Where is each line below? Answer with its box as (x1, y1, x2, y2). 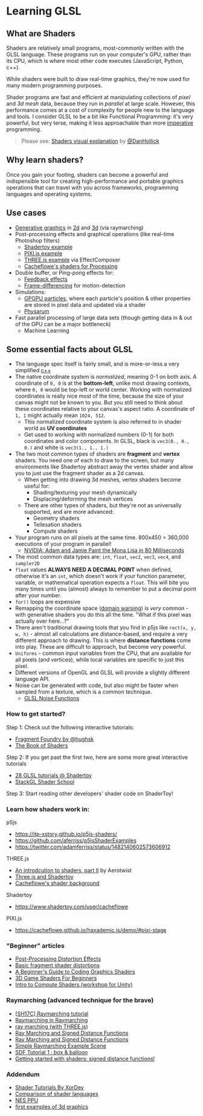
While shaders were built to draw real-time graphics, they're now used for (6, 76, 190, 82)
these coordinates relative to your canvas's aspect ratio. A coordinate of (14, 405, 195, 413)
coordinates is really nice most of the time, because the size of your (14, 392, 184, 400)
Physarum (24, 307, 50, 315)
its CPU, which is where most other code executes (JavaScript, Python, (6, 57, 184, 64)
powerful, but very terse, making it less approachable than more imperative (6, 119, 193, 126)
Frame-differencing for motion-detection (24, 281, 126, 289)
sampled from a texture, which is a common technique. (14, 688, 152, 695)
